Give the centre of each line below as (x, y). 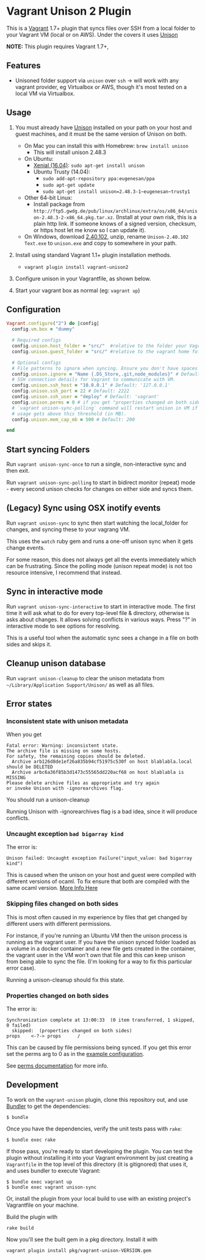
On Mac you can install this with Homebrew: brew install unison (106, 145)
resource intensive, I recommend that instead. (64, 572)
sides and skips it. (29, 644)
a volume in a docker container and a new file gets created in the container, (101, 949)
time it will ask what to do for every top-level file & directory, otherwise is (98, 613)
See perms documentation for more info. (57, 1066)
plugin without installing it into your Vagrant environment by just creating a (100, 1157)
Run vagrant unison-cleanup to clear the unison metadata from (85, 678)
